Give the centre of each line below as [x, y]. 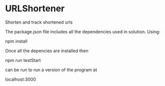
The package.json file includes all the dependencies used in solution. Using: [83, 31]
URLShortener [35, 9]
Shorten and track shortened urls [39, 22]
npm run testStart [23, 60]
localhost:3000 [21, 79]
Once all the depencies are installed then [47, 51]
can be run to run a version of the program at [51, 70]
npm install [16, 41]
